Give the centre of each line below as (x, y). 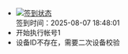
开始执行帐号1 (38, 32)
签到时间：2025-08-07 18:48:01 (68, 23)
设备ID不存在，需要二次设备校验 (68, 42)
